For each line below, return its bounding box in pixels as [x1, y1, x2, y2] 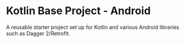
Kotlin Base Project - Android [6, 4, 151, 18]
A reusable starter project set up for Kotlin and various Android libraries [6, 24, 180, 31]
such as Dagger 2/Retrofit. [6, 29, 71, 37]
